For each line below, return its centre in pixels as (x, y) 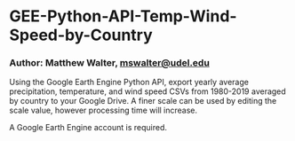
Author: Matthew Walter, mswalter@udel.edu (110, 63)
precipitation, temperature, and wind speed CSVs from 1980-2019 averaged (147, 91)
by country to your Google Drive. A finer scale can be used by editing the (143, 101)
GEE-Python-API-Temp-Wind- (123, 16)
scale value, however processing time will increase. (104, 110)
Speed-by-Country (81, 35)
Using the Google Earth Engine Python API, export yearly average (129, 82)
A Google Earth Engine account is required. (88, 128)
